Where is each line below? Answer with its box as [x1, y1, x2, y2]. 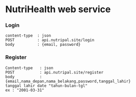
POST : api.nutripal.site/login [5, 38, 95, 43]
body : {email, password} [5, 42, 81, 47]
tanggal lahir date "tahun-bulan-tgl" [5, 83, 88, 88]
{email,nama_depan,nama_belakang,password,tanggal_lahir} [5, 79, 131, 84]
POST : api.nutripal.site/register [5, 70, 103, 75]
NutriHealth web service [5, 4, 111, 15]
